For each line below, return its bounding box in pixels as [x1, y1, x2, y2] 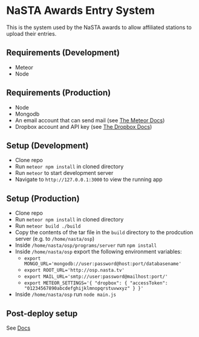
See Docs [6, 324, 31, 332]
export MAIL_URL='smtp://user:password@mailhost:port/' [24, 273, 168, 280]
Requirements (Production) [6, 88, 111, 98]
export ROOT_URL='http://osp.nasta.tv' [24, 267, 125, 273]
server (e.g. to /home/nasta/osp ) [15, 235, 95, 243]
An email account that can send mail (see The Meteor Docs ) [15, 116, 165, 124]
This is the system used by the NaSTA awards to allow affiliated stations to [6, 24, 192, 31]
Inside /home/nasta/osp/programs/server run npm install [15, 241, 157, 249]
